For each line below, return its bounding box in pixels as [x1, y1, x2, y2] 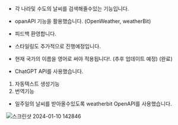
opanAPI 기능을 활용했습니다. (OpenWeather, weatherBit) [14, 18, 151, 25]
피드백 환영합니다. [14, 30, 56, 37]
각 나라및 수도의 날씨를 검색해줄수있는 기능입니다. [14, 5, 129, 12]
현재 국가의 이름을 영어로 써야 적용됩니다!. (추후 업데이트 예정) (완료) [14, 55, 173, 62]
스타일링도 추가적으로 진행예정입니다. [14, 43, 101, 50]
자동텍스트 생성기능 [14, 80, 60, 87]
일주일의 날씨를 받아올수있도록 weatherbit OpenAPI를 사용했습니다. [14, 100, 172, 107]
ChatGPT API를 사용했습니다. [14, 68, 84, 75]
